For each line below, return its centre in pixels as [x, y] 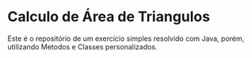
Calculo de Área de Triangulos [109, 17]
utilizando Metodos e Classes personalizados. [82, 46]
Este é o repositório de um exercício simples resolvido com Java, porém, [126, 38]
